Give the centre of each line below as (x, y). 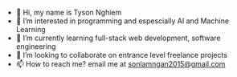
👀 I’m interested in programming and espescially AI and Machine (123, 21)
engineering (36, 47)
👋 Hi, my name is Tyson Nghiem (69, 12)
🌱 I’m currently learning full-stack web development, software (118, 38)
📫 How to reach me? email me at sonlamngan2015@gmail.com (121, 64)
